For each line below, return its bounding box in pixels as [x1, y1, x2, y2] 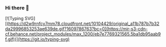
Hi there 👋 [5, 4, 30, 11]
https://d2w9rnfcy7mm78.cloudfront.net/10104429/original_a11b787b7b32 [8, 21, 160, 26]
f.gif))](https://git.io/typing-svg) [5, 36, 70, 42]
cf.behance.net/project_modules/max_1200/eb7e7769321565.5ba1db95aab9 [5, 31, 161, 37]
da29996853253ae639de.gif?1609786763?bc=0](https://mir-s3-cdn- [5, 26, 148, 32]
